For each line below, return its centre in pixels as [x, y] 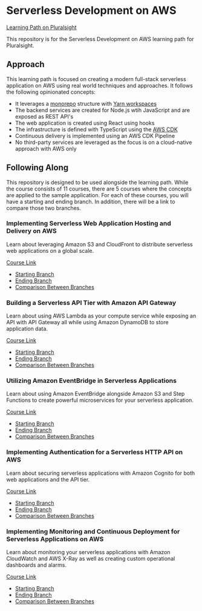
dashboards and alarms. [36, 565]
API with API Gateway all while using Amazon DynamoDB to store [87, 322]
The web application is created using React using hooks [85, 123]
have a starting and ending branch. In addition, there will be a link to [91, 201]
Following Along [37, 168]
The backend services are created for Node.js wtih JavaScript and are [103, 110]
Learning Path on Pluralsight [41, 27]
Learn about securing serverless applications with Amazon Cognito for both [101, 473]
